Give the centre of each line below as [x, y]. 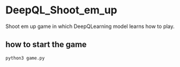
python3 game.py [25, 58]
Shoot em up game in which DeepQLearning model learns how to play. [90, 26]
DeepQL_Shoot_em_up [61, 10]
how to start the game [46, 45]
